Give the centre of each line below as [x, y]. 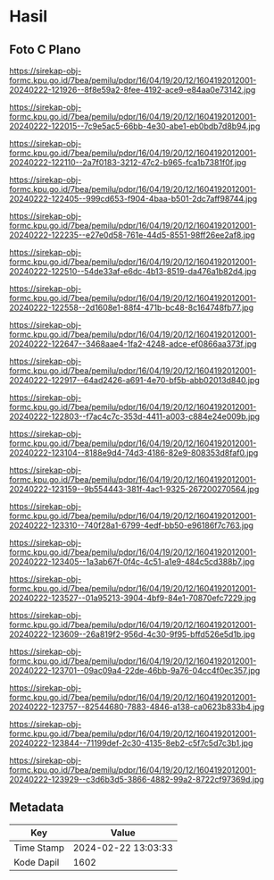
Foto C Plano [45, 50]
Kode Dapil [37, 862]
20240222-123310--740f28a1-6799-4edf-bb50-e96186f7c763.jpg [132, 525]
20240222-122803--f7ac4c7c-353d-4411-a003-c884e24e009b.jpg [135, 416]
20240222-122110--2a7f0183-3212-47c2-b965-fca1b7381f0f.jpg [128, 162]
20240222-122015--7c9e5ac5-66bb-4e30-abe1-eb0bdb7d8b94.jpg [135, 126]
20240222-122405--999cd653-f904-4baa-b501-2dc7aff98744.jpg [133, 199]
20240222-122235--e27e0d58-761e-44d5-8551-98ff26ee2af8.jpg [133, 235]
